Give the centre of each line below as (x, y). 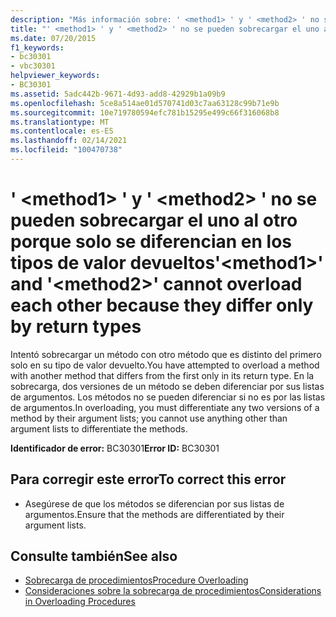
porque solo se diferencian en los (151, 242)
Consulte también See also (94, 556)
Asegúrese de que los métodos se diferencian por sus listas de (154, 503)
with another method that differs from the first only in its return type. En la (162, 375)
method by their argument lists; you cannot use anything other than (149, 418)
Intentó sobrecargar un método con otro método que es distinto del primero (166, 354)
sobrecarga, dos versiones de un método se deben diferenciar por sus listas (167, 386)
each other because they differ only (162, 305)
